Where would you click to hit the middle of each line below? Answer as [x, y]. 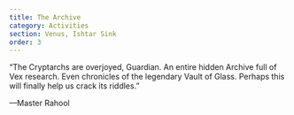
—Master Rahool [39, 103]
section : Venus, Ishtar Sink [63, 34]
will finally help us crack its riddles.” [74, 86]
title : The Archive [45, 17]
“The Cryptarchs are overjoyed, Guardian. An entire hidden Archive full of [143, 67]
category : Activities [49, 26]
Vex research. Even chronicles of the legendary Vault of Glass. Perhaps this [147, 77]
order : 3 [25, 42]
